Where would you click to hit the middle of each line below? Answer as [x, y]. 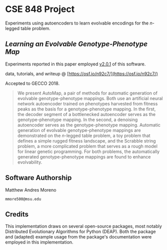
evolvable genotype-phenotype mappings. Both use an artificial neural [90, 98]
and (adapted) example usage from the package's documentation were [78, 237]
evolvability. [30, 162]
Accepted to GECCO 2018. [32, 83]
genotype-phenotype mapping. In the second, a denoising [77, 119]
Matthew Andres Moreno [31, 190]
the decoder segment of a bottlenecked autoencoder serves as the [86, 114]
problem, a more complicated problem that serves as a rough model [87, 146]
